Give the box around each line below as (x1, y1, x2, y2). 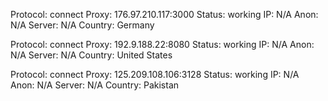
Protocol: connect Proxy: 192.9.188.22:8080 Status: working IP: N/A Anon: (10, 39, 315, 50)
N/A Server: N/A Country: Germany (10, 19, 155, 31)
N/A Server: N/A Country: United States (10, 49, 173, 61)
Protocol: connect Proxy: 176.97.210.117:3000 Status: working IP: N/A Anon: (10, 9, 319, 20)
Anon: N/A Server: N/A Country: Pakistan (10, 79, 180, 91)
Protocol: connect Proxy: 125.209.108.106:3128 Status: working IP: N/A (10, 69, 300, 80)
